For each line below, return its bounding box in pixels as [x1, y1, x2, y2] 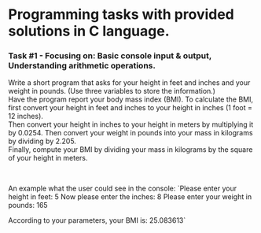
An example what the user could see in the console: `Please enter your [8, 183, 237, 194]
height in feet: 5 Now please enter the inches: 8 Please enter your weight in [8, 192, 252, 202]
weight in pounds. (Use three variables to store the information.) [8, 87, 216, 96]
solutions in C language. [8, 22, 171, 40]
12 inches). [8, 112, 43, 121]
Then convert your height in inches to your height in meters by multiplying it [8, 120, 254, 129]
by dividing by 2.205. [8, 136, 77, 146]
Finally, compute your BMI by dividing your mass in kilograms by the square [8, 145, 253, 154]
